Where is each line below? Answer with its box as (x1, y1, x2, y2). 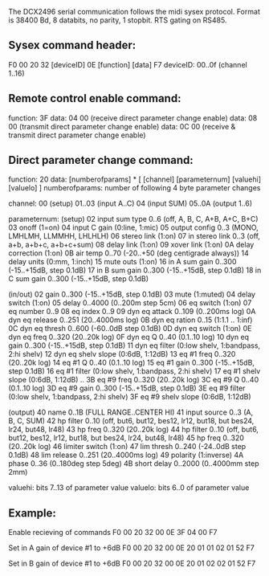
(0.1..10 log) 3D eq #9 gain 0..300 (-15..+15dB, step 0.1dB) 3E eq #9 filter (8, 383, 246, 393)
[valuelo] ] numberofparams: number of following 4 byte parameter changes (8, 183, 261, 193)
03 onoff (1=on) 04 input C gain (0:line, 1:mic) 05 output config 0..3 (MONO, (8, 223, 259, 232)
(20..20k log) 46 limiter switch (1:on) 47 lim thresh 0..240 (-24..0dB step (8, 442, 247, 451)
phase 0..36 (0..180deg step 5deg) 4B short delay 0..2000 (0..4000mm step (8, 459, 259, 468)
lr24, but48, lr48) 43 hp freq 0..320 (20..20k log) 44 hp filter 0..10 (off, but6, (8, 425, 259, 435)
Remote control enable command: (8, 92, 181, 105)
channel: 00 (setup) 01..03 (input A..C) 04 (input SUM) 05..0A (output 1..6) (8, 198, 253, 208)
